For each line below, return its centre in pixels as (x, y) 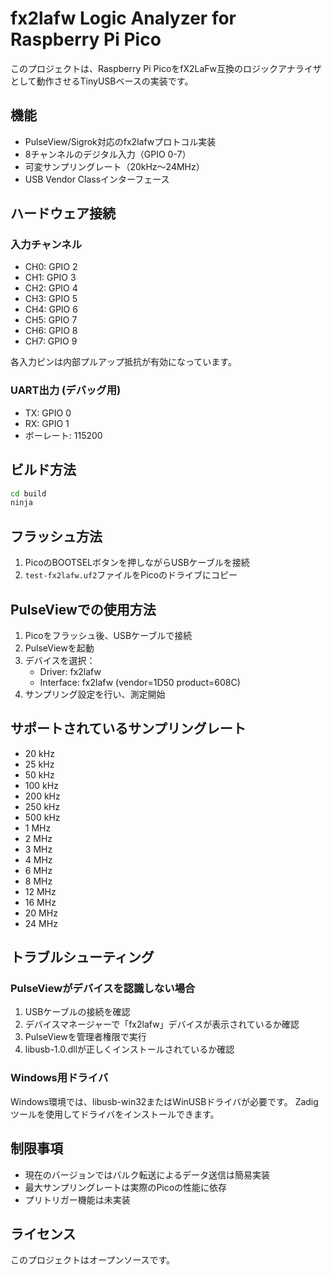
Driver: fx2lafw (70, 671)
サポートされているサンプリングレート (128, 728)
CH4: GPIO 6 (51, 309)
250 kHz (42, 806)
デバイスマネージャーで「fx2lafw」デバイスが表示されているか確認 (162, 1024)
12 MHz (40, 891)
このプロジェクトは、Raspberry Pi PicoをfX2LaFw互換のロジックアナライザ (166, 68)
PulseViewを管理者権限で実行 (85, 1037)
